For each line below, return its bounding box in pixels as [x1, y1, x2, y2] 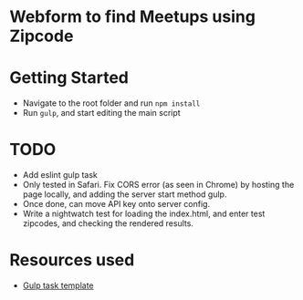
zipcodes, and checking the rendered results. [22, 218, 194, 229]
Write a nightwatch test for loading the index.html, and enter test [22, 208, 266, 220]
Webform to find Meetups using [9, 6, 256, 27]
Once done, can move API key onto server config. [22, 199, 211, 210]
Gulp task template [22, 280, 94, 291]
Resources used [9, 250, 135, 271]
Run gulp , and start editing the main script [22, 108, 181, 119]
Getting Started [9, 67, 130, 88]
